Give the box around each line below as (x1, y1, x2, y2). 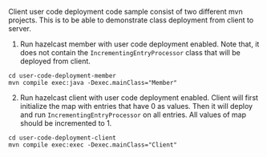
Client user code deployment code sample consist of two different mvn (8, 7, 243, 16)
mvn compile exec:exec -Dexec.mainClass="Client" (8, 141, 178, 149)
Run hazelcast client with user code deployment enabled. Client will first (19, 93, 259, 103)
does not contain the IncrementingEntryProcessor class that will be (19, 48, 241, 57)
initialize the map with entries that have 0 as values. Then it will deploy (19, 102, 253, 111)
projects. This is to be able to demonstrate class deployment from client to (8, 15, 254, 25)
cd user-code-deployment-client (8, 134, 116, 142)
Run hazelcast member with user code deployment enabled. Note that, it (19, 39, 260, 49)
